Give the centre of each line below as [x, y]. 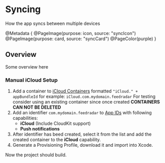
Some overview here [27, 67]
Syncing [23, 9]
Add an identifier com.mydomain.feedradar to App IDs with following [82, 113]
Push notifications [40, 129]
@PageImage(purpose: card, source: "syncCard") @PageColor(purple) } [81, 39]
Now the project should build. [36, 155]
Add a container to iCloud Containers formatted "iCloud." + [75, 91]
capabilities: [25, 118]
